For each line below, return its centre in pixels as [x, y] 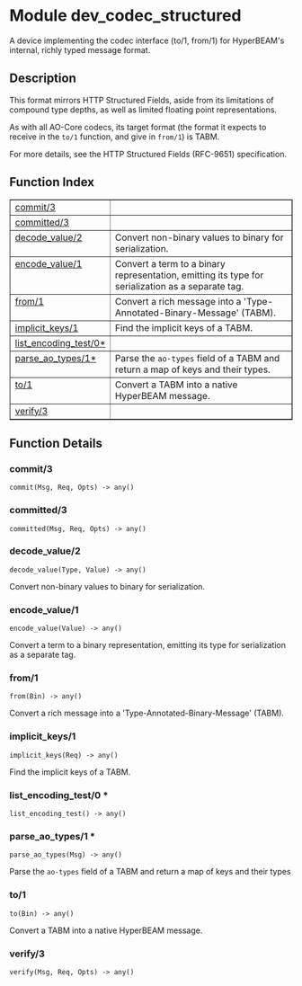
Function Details [56, 443]
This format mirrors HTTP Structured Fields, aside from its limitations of [142, 100]
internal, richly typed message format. [80, 49]
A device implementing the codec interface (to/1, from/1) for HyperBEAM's [147, 40]
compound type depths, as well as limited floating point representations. [143, 110]
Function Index [52, 182]
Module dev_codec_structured [125, 16]
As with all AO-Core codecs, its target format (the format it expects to [138, 127]
